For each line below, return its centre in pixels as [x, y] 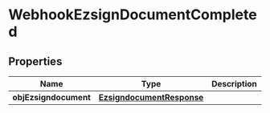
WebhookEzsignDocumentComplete [133, 15]
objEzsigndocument [51, 97]
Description [234, 84]
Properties [35, 61]
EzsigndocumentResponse [151, 97]
